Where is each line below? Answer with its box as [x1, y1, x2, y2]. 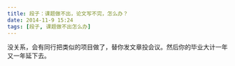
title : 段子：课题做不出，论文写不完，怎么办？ [7, 10, 129, 17]
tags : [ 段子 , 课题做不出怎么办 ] [7, 23, 91, 30]
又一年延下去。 [7, 51, 50, 60]
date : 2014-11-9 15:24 [7, 17, 73, 24]
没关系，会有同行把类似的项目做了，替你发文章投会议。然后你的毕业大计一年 [7, 43, 228, 51]
